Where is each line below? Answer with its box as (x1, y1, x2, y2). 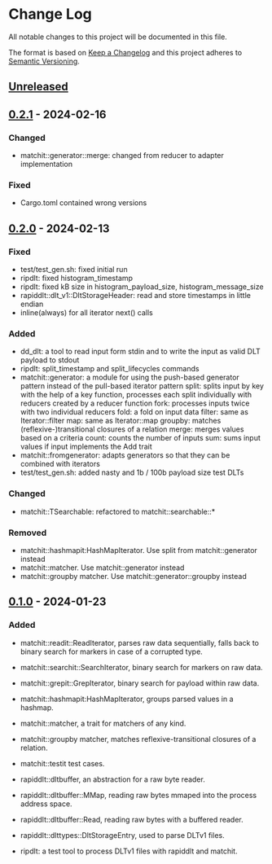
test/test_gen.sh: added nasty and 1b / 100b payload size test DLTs (20, 467, 244, 477)
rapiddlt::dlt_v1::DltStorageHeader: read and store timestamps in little (20, 291, 251, 300)
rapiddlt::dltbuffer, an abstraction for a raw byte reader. (20, 774, 205, 784)
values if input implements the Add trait (20, 441, 152, 452)
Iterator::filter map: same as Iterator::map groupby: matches (20, 416, 222, 426)
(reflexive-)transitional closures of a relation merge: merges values (20, 424, 244, 434)
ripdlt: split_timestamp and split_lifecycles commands (20, 364, 200, 374)
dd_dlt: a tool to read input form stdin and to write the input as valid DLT (20, 347, 261, 357)
